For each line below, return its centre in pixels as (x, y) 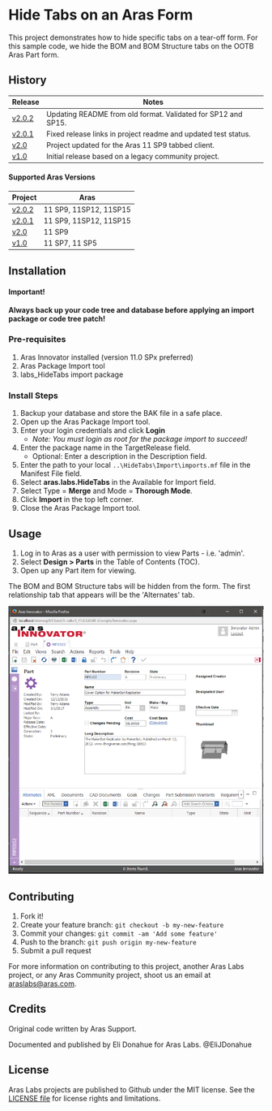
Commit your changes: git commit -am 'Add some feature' (119, 933)
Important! (27, 292)
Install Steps (34, 396)
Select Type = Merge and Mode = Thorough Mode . (106, 491)
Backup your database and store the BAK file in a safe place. (121, 413)
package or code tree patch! (57, 318)
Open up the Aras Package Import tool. (85, 422)
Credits (28, 1009)
